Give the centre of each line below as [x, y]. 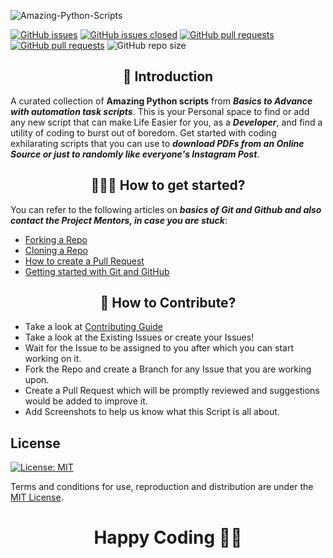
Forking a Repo [56, 239]
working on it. [53, 359]
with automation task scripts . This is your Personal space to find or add [160, 111]
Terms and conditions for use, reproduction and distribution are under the [162, 487]
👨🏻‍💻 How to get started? [168, 185]
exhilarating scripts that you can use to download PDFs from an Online [157, 143]
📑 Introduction [168, 76]
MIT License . [37, 497]
